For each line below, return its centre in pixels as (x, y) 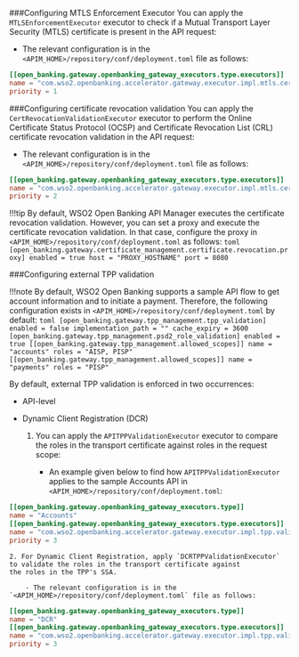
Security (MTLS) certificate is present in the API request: (113, 32)
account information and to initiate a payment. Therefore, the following (139, 301)
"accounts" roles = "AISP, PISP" (71, 352)
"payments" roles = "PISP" (59, 368)
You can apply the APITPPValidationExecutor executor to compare (157, 436)
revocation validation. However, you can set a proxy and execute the (134, 223)
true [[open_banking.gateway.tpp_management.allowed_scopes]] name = (141, 345)
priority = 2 (33, 196)
